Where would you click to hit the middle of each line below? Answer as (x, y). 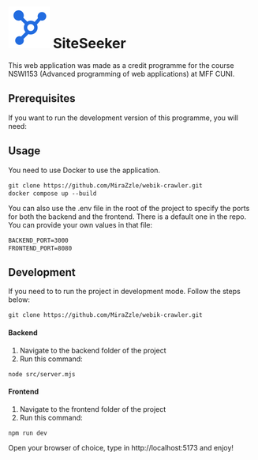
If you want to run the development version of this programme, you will (123, 118)
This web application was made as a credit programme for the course (121, 65)
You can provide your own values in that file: (80, 224)
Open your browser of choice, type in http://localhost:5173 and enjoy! (121, 447)
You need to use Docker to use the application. (84, 170)
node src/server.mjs (42, 374)
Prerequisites (42, 98)
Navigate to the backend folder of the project (93, 350)
